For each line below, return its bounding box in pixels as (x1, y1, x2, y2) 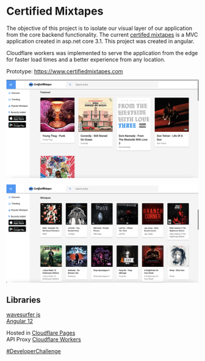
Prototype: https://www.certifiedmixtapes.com (6, 67, 123, 75)
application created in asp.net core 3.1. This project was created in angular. (6, 37, 195, 45)
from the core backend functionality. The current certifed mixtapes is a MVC (6, 31, 198, 38)
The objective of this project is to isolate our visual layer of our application (6, 24, 193, 32)
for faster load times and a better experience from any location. (6, 56, 166, 63)
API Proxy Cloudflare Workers (6, 336, 81, 343)
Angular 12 (6, 318, 34, 325)
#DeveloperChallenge (6, 348, 61, 355)
